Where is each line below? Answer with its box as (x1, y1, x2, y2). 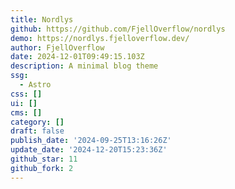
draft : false (10, 126, 65, 136)
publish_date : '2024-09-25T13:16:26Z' (10, 136, 172, 146)
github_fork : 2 (10, 163, 74, 173)
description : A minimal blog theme (10, 61, 159, 71)
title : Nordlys (10, 14, 74, 25)
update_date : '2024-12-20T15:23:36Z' (10, 145, 168, 155)
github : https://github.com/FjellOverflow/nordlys (10, 24, 226, 34)
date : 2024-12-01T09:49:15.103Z (10, 52, 145, 62)
